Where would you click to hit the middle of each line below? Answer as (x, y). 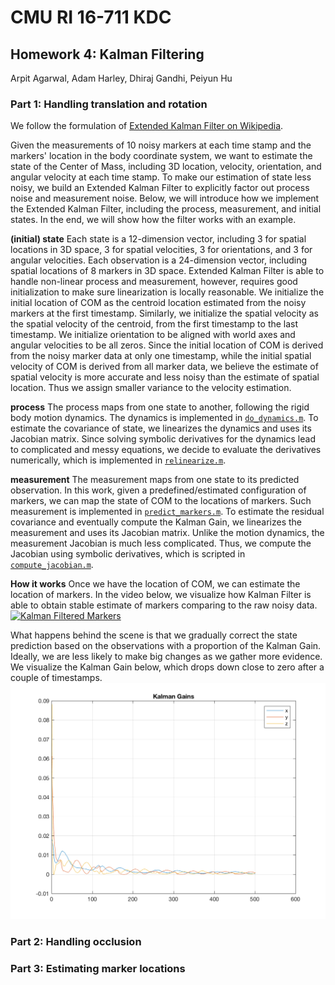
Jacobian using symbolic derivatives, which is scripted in (128, 554)
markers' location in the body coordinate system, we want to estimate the (161, 156)
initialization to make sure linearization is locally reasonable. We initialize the (167, 292)
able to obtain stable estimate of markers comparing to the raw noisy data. (164, 605)
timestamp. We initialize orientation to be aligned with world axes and (153, 335)
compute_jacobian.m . (52, 565)
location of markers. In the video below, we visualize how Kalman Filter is (161, 595)
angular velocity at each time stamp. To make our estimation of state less (161, 177)
